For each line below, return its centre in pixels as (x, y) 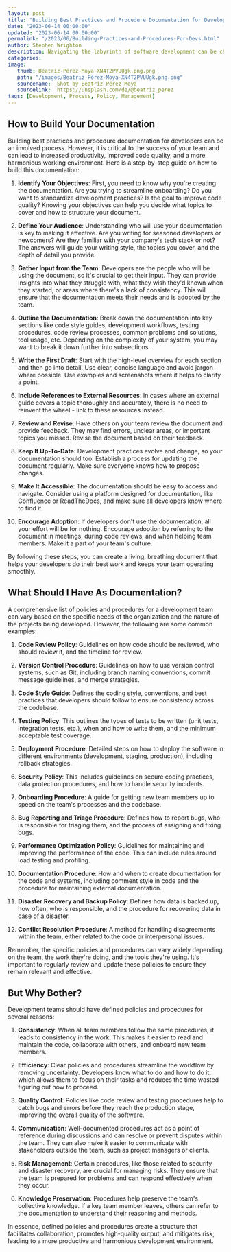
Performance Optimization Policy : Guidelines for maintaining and (111, 845)
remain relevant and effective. (50, 971)
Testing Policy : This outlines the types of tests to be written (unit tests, (118, 720)
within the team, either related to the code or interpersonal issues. (111, 936)
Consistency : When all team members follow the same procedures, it (116, 1030)
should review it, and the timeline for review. (80, 652)
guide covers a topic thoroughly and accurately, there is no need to (112, 403)
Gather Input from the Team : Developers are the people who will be (114, 268)
